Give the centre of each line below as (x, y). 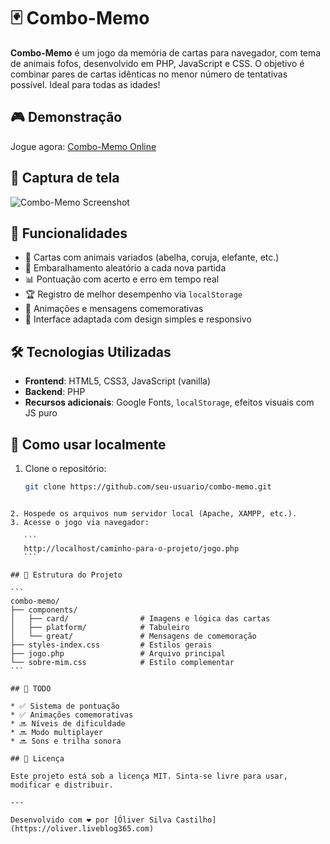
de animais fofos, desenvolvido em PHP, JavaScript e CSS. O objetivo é (157, 63)
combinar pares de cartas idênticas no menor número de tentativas (149, 74)
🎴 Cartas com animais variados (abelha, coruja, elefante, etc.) (152, 257)
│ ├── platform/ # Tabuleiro (100, 627)
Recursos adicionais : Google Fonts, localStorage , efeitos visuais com (169, 402)
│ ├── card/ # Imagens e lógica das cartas (140, 618)
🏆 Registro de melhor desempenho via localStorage (133, 294)
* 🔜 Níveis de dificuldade (68, 723)
